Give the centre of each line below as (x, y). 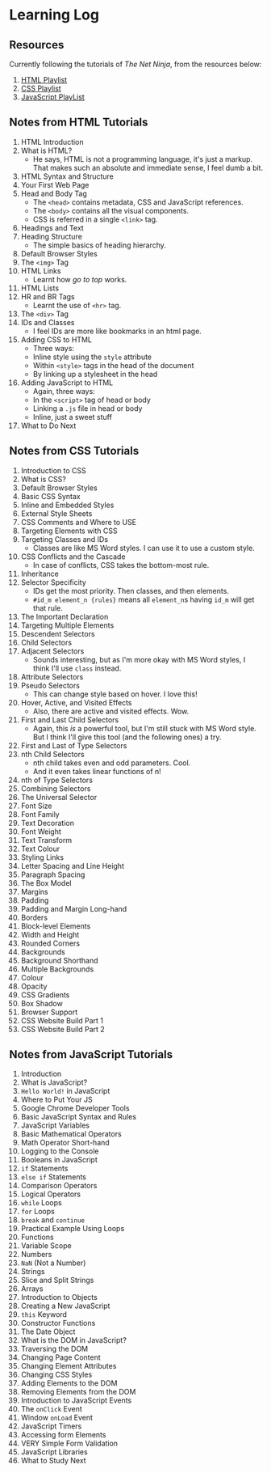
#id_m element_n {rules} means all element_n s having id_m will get (144, 599)
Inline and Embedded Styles (67, 505)
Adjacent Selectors (52, 651)
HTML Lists (40, 288)
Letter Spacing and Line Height (72, 866)
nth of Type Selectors (57, 780)
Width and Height (50, 934)
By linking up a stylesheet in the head (95, 374)
